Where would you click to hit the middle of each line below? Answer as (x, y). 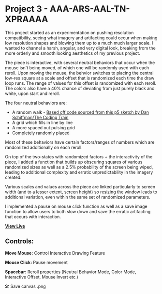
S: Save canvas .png (25, 286)
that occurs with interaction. (33, 217)
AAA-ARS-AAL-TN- (90, 9)
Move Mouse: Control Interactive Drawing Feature (55, 253)
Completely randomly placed (41, 133)
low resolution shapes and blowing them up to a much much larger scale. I (79, 43)
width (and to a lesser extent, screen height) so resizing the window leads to (81, 192)
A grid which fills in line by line (42, 123)
